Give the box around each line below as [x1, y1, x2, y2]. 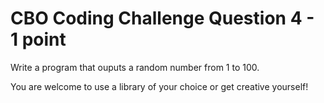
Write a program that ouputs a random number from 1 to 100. [10, 61, 260, 73]
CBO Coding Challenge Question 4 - [10, 7, 315, 30]
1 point [10, 28, 67, 51]
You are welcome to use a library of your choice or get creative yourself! [10, 80, 309, 92]
